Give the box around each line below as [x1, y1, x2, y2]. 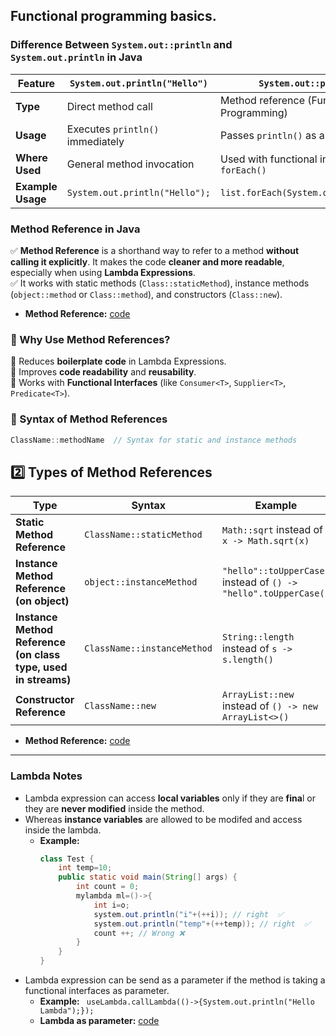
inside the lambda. [24, 824, 102, 836]
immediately [66, 134, 125, 148]
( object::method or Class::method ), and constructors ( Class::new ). [10, 288, 283, 300]
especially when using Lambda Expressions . [10, 266, 196, 278]
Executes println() [66, 122, 160, 136]
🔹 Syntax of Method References [10, 412, 168, 426]
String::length [221, 632, 295, 643]
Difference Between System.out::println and [10, 38, 233, 52]
